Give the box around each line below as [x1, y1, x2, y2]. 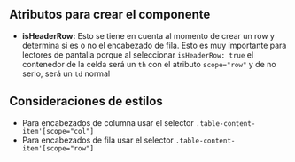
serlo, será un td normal [21, 68, 111, 79]
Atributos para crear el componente [9, 7, 211, 22]
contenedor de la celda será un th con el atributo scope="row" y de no [21, 58, 276, 69]
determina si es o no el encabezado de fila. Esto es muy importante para [21, 40, 287, 50]
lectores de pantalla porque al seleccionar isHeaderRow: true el [21, 49, 254, 60]
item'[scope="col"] [21, 127, 95, 135]
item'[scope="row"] [21, 143, 95, 153]
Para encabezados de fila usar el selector [21, 135, 175, 145]
